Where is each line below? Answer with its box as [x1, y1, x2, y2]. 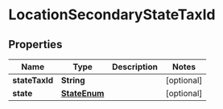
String [60, 75, 86, 86]
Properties [8, 38, 63, 51]
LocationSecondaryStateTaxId [8, 6, 216, 24]
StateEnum [60, 88, 105, 99]
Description [112, 62, 159, 72]
